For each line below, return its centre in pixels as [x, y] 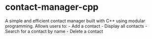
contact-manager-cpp [52, 7]
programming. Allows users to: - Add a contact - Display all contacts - [76, 26]
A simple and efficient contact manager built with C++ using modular [75, 21]
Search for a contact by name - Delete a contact [54, 31]
